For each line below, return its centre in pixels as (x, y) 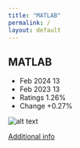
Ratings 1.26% (43, 98)
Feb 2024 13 (40, 81)
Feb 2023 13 (40, 89)
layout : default (35, 30)
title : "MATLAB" (35, 15)
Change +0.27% (46, 106)
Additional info (31, 137)
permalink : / (29, 23)
